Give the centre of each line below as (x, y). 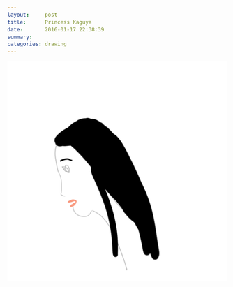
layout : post (32, 15)
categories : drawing (37, 44)
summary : (20, 37)
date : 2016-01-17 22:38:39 (56, 29)
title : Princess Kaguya (50, 22)
